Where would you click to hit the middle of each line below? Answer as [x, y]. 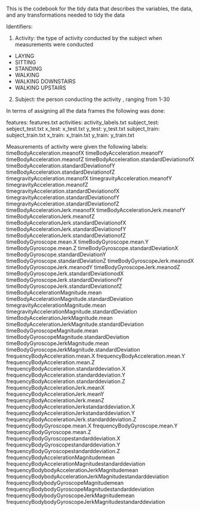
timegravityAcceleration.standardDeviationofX [63, 191]
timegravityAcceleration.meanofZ [47, 185]
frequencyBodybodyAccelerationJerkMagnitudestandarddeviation [87, 476]
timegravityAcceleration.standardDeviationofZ [63, 204]
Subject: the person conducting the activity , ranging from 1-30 [92, 99]
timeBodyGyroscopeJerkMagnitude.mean [58, 343]
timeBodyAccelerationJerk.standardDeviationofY [66, 229]
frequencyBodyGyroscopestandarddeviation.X [63, 438]
